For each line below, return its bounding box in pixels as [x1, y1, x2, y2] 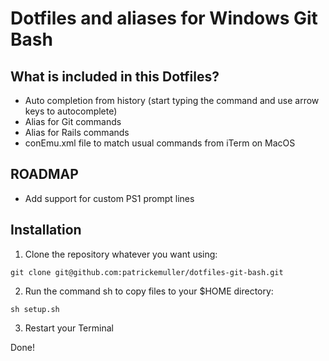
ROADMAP [10, 166, 79, 183]
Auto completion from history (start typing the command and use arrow [24, 95, 320, 106]
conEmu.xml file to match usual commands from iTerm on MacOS [24, 137, 296, 149]
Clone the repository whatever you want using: [24, 248, 218, 260]
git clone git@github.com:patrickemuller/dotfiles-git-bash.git [10, 267, 284, 277]
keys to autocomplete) [24, 105, 118, 117]
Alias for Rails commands [24, 127, 130, 138]
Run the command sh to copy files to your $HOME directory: [24, 285, 274, 297]
